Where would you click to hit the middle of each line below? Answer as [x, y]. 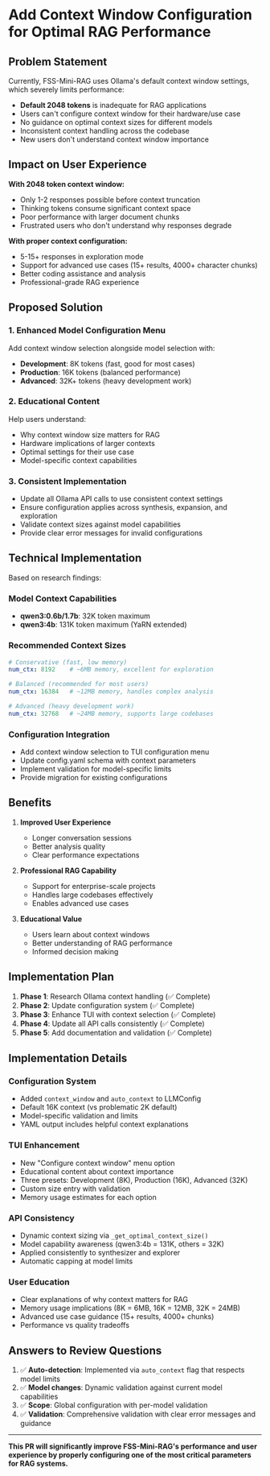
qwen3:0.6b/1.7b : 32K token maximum [85, 616]
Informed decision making [75, 951]
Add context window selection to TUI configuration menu [115, 752]
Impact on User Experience [78, 165]
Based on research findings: [55, 577]
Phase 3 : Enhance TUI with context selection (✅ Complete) [118, 1014]
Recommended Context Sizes [67, 646]
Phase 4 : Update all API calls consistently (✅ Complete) [112, 1023]
